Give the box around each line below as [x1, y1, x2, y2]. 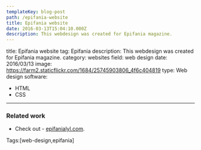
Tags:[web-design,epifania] [6, 137, 75, 144]
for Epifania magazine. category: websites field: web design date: [6, 54, 167, 61]
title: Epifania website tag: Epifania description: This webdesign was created [6, 47, 194, 55]
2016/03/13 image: [6, 61, 52, 68]
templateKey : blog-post [6, 8, 66, 15]
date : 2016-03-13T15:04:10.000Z [6, 25, 87, 32]
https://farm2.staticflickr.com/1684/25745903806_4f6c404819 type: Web [6, 67, 188, 74]
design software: [6, 73, 48, 80]
